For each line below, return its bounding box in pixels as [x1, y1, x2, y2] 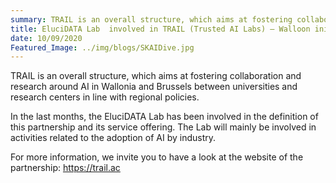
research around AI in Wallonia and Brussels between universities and [10, 81, 298, 93]
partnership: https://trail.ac [10, 162, 121, 174]
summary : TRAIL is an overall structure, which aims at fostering [10, 14, 293, 25]
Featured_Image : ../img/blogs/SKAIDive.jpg [10, 42, 195, 53]
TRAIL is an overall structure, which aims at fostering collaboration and [10, 70, 302, 82]
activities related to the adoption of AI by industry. [10, 132, 217, 144]
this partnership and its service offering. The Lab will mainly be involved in [10, 121, 317, 133]
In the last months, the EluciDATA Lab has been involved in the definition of [10, 111, 319, 123]
